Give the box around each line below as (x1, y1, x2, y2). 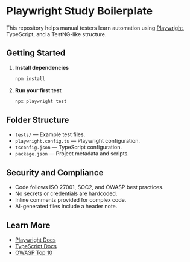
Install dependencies (14, 64, 69, 71)
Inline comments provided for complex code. (14, 196, 127, 204)
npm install (14, 75, 45, 82)
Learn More (6, 220, 51, 230)
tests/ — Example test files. (14, 131, 86, 138)
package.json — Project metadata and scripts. (14, 150, 130, 157)
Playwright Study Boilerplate (6, 4, 153, 18)
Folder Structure (6, 114, 69, 125)
